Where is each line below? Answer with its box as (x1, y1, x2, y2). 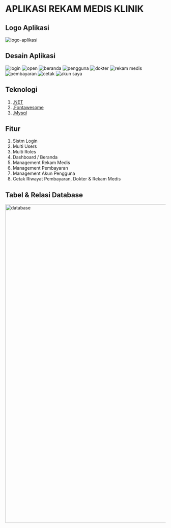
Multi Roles (12, 149, 37, 155)
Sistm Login (12, 138, 38, 144)
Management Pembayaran (12, 165, 69, 171)
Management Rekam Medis (12, 160, 70, 166)
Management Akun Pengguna (12, 170, 75, 176)
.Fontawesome (12, 104, 44, 110)
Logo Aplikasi (5, 23, 49, 32)
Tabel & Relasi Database (5, 191, 83, 199)
